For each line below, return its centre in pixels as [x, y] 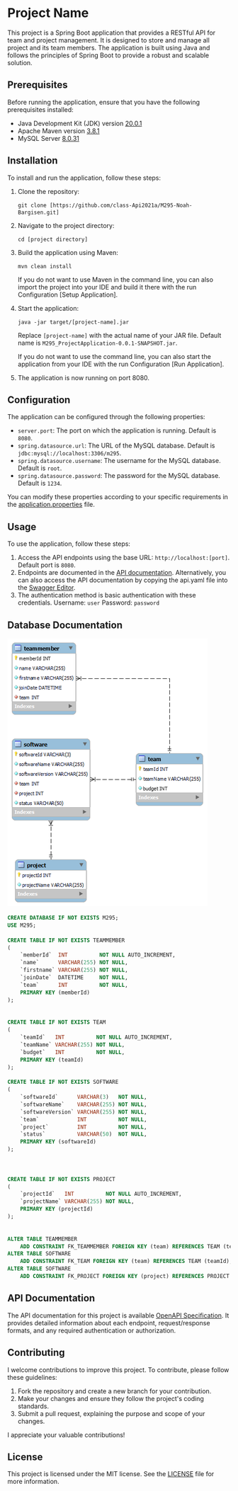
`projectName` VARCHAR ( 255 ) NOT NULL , [77, 1201]
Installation [33, 161]
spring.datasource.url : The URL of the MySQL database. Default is [116, 446]
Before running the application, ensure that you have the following [104, 102]
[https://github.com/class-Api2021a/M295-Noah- [121, 205]
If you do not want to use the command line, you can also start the [114, 356]
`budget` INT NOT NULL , [73, 1052]
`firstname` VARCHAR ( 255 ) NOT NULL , [74, 970]
